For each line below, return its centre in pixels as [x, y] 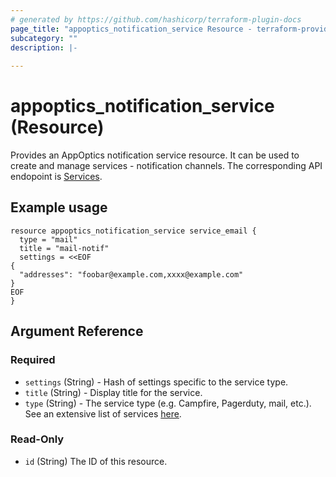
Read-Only [37, 439]
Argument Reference [77, 331]
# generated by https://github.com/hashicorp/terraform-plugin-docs [156, 19]
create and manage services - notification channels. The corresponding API [166, 166]
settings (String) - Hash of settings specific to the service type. [156, 382]
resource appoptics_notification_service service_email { [133, 231]
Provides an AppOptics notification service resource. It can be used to [155, 155]
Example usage [59, 207]
